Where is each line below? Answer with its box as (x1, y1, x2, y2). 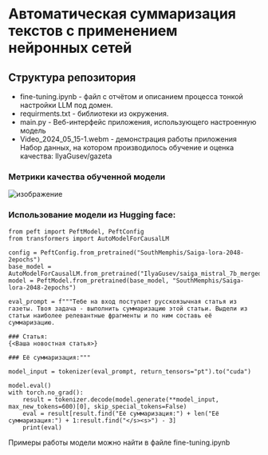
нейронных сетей (8, 39, 132, 57)
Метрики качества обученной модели (8, 171, 166, 182)
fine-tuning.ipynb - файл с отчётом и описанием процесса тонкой (19, 92, 243, 101)
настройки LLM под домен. (19, 101, 113, 110)
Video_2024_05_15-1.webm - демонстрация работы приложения (19, 134, 237, 144)
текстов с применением (8, 22, 178, 40)
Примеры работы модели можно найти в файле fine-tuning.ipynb (8, 437, 231, 447)
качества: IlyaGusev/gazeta (19, 151, 112, 161)
